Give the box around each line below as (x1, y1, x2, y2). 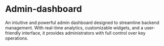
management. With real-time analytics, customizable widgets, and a (5, 24, 143, 30)
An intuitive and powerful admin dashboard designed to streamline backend (5, 20, 160, 25)
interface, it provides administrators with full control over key (22, 30, 146, 36)
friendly (5, 30, 21, 36)
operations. (5, 35, 29, 41)
